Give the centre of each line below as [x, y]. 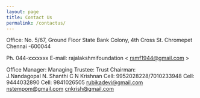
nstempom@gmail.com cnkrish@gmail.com [60, 89]
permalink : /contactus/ [36, 23]
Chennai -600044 [29, 46]
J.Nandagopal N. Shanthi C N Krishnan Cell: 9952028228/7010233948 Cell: [100, 76]
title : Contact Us [29, 17]
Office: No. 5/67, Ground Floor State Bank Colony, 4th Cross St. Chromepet [99, 40]
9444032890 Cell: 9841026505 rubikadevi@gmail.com [75, 82]
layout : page [23, 12]
